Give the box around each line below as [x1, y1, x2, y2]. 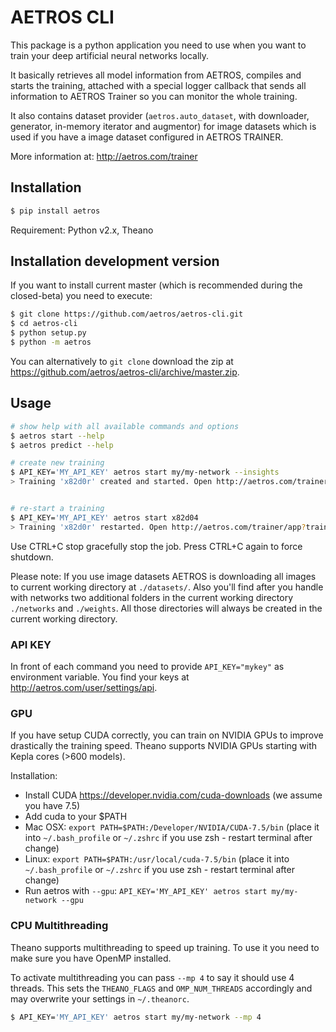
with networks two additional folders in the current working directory [10, 591, 294, 603]
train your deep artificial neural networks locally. [10, 49, 210, 61]
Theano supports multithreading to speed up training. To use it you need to [10, 941, 320, 953]
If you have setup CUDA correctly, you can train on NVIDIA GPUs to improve [10, 729, 324, 741]
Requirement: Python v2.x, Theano [10, 224, 154, 236]
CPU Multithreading [10, 919, 109, 933]
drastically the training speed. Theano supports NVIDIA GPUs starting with [10, 740, 318, 752]
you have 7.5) [24, 800, 81, 812]
